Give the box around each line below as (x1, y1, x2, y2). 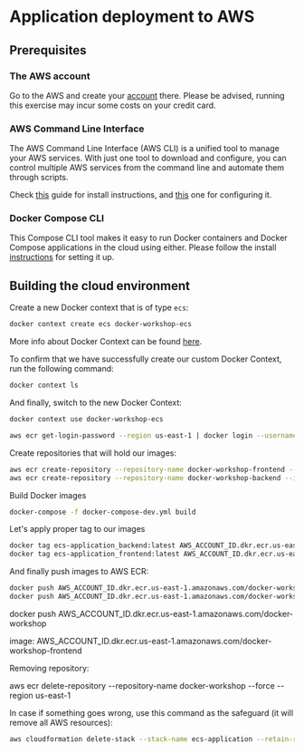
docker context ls (9, 381, 79, 391)
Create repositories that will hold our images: (9, 447, 176, 459)
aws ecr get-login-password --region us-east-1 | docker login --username (9, 430, 298, 440)
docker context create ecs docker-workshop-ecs (9, 320, 193, 329)
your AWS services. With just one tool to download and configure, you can (9, 152, 287, 164)
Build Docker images (9, 489, 87, 500)
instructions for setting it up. (9, 252, 115, 263)
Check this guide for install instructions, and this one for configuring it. (9, 189, 272, 200)
